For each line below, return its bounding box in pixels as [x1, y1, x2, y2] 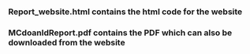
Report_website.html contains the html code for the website [8, 6, 243, 17]
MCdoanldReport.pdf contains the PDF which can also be [8, 27, 233, 38]
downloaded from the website [8, 37, 125, 48]
